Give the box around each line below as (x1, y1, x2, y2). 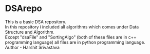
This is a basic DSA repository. (5, 19, 67, 25)
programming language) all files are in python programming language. (5, 39, 146, 45)
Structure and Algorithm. (5, 29, 55, 35)
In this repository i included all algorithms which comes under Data (5, 24, 139, 29)
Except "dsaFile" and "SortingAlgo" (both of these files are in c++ (5, 34, 137, 40)
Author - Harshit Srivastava (5, 44, 60, 50)
